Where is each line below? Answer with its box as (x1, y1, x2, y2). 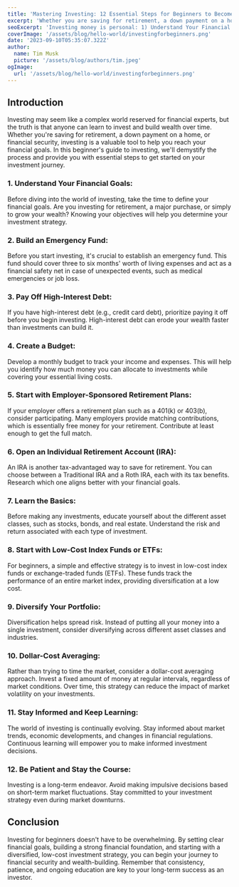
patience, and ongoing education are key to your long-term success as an (7, 865, 224, 873)
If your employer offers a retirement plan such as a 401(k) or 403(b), (7, 406, 208, 415)
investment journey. (7, 161, 65, 170)
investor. (7, 873, 33, 881)
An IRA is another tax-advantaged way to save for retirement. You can (7, 463, 212, 472)
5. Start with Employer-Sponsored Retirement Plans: (7, 390, 192, 400)
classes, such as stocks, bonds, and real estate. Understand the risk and (7, 519, 221, 528)
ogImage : (7, 63, 33, 71)
